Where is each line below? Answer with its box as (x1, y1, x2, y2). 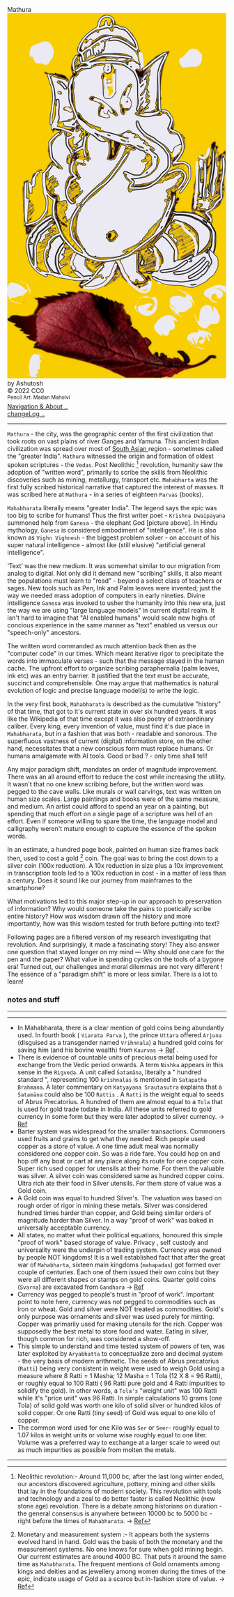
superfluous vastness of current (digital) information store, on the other (7, 737, 212, 745)
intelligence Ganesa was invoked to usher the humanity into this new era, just (7, 599, 226, 607)
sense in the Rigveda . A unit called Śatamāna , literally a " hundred (17, 1068, 202, 1076)
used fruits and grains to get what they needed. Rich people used (17, 1135, 205, 1143)
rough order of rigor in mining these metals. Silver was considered (17, 1201, 208, 1210)
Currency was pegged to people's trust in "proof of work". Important (17, 1290, 214, 1299)
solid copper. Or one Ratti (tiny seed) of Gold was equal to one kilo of (17, 1409, 216, 1417)
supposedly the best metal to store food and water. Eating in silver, (17, 1327, 209, 1336)
